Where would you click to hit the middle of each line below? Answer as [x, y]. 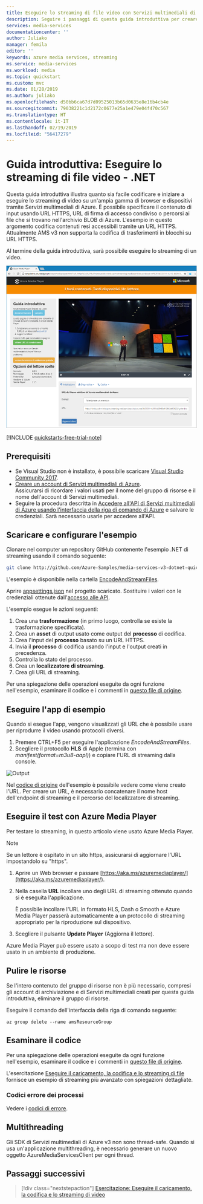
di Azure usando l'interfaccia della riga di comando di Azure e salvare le [105, 509]
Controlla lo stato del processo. [54, 660]
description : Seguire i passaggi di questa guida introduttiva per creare [102, 19]
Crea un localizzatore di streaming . [60, 666]
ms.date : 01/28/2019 [32, 89]
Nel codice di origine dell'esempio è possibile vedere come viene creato [96, 785]
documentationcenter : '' [37, 32]
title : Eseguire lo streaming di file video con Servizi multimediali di [101, 13]
